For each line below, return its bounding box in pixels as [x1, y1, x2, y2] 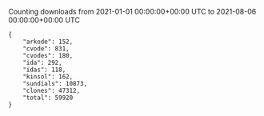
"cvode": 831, [22, 45, 70, 53]
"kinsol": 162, [22, 73, 74, 81]
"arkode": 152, [22, 38, 74, 46]
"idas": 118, [22, 66, 66, 74]
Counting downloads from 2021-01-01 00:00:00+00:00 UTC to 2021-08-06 [8, 7, 257, 16]
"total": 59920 [22, 94, 74, 102]
